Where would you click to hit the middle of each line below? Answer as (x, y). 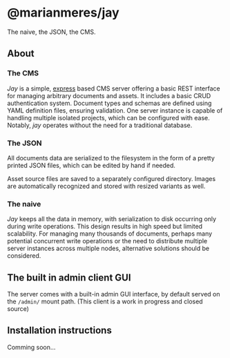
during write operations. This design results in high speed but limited (105, 227)
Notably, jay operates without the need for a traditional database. (100, 125)
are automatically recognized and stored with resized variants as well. (106, 186)
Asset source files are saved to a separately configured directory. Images (112, 178)
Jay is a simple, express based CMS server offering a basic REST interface (114, 88)
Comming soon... (31, 347)
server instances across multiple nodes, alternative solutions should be (108, 248)
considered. (24, 256)
